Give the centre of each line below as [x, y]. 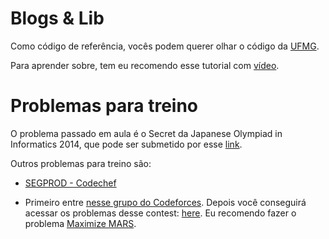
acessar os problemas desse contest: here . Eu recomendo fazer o [160, 213]
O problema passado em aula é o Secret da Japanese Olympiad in [146, 133]
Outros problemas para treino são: [81, 163]
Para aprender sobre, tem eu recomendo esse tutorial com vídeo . [145, 65]
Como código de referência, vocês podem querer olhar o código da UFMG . [165, 46]
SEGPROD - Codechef [70, 183]
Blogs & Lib [57, 18]
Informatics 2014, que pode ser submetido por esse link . [126, 144]
